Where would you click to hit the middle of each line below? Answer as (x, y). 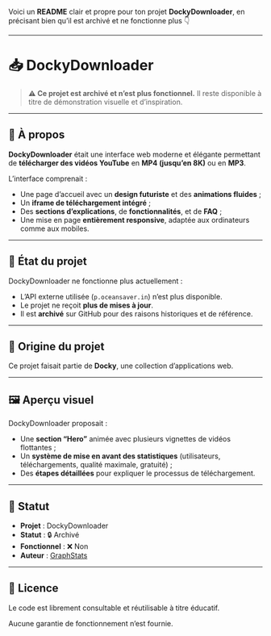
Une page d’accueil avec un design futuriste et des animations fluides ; (141, 194)
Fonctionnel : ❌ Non (54, 546)
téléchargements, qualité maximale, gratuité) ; (96, 465)
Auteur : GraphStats (54, 555)
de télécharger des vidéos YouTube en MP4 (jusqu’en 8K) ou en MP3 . (127, 163)
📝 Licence (33, 588)
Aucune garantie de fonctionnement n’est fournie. (91, 623)
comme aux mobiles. (55, 228)
